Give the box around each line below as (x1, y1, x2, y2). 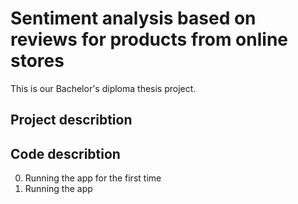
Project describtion (10, 112, 133, 129)
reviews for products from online (10, 28, 288, 51)
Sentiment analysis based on (10, 7, 257, 30)
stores (10, 50, 65, 72)
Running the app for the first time (24, 172, 162, 184)
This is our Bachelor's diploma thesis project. (10, 82, 197, 94)
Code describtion (10, 145, 121, 162)
